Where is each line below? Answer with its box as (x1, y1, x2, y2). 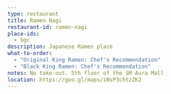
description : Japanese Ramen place (7, 43, 113, 50)
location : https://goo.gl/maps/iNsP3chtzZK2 (7, 76, 142, 83)
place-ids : (7, 30, 40, 37)
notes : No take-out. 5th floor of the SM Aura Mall (7, 69, 164, 76)
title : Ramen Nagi (7, 17, 62, 24)
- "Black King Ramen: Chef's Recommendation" (14, 63, 152, 70)
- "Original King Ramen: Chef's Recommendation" (14, 57, 161, 64)
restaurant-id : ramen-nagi (7, 23, 88, 30)
